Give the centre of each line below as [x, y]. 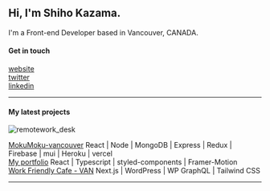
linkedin [21, 86]
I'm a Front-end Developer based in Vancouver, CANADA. [103, 32]
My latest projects [39, 112]
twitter [19, 77]
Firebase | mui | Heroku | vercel [60, 154]
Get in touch [29, 51]
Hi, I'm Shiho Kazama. [65, 13]
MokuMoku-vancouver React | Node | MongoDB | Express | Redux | [121, 145]
